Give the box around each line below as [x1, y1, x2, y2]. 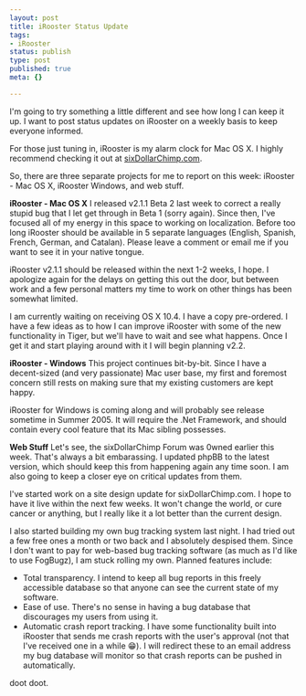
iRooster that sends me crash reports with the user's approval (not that [22, 630, 290, 641]
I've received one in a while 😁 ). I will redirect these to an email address [22, 640, 291, 651]
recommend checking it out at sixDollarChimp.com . [9, 153, 203, 163]
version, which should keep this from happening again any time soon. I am [9, 460, 290, 471]
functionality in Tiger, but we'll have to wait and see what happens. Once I [9, 330, 288, 341]
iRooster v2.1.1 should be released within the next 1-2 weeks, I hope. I [9, 264, 269, 275]
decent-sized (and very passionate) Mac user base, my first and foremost [9, 367, 288, 378]
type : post [9, 56, 51, 65]
